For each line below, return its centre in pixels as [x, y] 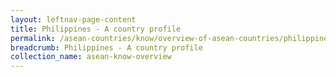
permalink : [33, 38]
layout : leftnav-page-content [73, 19]
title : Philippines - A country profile [96, 29]
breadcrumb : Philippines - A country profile [106, 47]
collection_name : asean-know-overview [91, 57]
